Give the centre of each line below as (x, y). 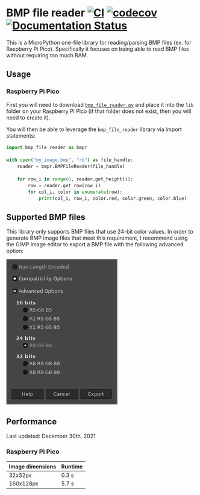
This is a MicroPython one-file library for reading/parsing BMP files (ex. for (99, 42)
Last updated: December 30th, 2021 (51, 436)
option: (15, 251)
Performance (32, 422)
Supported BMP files (46, 217)
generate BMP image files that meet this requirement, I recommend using (97, 238)
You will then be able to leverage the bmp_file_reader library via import (94, 129)
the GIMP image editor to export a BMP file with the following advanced (95, 244)
